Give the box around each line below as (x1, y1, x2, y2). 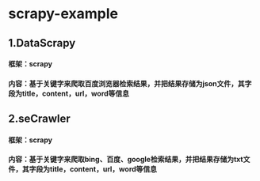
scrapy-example (8, 5, 119, 23)
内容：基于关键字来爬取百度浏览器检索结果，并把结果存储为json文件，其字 (8, 78, 252, 88)
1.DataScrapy (8, 36, 76, 50)
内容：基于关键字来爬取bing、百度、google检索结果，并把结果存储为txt (8, 155, 243, 164)
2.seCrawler (8, 112, 71, 126)
